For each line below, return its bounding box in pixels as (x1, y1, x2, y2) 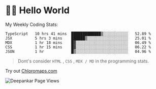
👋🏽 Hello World (5, 5, 70, 16)
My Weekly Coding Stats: (5, 21, 58, 27)
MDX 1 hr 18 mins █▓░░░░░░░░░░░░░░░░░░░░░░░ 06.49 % (5, 40, 151, 45)
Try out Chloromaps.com (5, 68, 57, 74)
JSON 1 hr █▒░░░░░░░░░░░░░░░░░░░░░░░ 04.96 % (5, 49, 151, 54)
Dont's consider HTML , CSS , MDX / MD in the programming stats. (17, 58, 149, 64)
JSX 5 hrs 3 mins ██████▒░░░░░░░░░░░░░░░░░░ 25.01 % (5, 36, 151, 41)
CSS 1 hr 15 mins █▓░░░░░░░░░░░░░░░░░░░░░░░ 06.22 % (5, 44, 151, 50)
